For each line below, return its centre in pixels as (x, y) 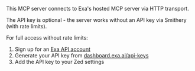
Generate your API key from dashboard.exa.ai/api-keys (82, 55)
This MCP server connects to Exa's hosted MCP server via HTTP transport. (97, 9)
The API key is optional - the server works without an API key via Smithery (97, 20)
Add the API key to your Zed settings (59, 62)
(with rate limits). (27, 26)
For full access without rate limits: (47, 38)
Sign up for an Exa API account (52, 49)
